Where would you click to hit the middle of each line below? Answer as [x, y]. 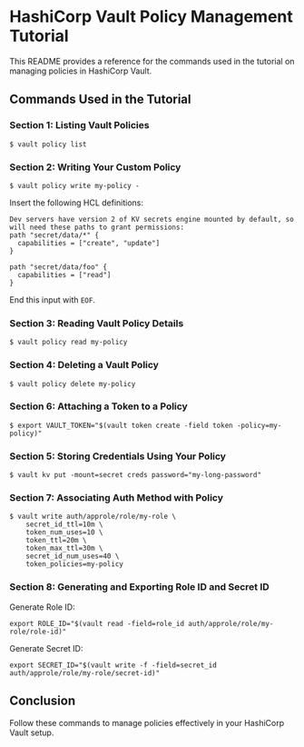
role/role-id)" [38, 632]
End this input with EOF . [52, 299]
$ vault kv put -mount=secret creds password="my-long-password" [135, 475]
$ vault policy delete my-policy [73, 383]
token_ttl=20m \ [57, 541]
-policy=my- [259, 425]
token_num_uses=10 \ [64, 533]
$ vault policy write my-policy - [75, 185]
